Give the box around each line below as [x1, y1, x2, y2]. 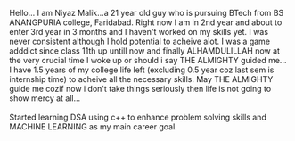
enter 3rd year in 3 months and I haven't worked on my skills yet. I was [9, 27, 269, 37]
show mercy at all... [9, 93, 81, 104]
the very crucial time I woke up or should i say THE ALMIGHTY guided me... [9, 55, 287, 65]
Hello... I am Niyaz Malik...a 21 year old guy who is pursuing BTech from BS [9, 8, 284, 18]
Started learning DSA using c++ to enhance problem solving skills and [9, 112, 267, 122]
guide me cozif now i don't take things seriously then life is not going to [9, 84, 272, 94]
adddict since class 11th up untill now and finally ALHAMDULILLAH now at [9, 46, 281, 56]
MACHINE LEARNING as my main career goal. [9, 121, 178, 132]
